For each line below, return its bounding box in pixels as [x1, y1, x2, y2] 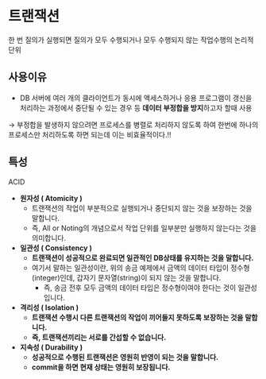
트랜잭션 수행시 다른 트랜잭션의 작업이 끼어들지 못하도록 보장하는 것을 [31, 312, 244, 322]
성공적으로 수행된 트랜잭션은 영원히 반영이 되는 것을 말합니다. [31, 352, 219, 362]
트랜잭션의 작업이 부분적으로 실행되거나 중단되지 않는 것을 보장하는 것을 [31, 203, 253, 213]
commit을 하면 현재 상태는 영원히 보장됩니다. [31, 362, 171, 372]
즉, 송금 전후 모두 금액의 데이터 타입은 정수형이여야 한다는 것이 [43, 283, 237, 292]
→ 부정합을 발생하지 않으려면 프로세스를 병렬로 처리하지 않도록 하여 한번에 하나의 [8, 120, 259, 130]
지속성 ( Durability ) [19, 342, 83, 352]
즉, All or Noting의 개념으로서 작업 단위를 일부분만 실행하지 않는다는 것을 [31, 223, 256, 233]
